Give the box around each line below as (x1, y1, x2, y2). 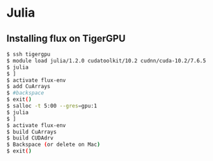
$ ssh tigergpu (6, 51, 51, 58)
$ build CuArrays (6, 128, 57, 135)
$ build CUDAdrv (6, 135, 54, 142)
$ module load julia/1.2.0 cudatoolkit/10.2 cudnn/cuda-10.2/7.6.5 (6, 57, 207, 64)
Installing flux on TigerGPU (6, 33, 126, 44)
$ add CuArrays (6, 83, 51, 90)
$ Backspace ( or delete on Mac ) (6, 141, 100, 149)
